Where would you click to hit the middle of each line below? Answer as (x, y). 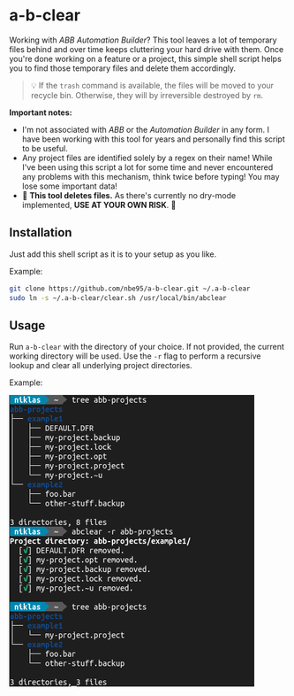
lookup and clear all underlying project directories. (101, 366)
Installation (41, 232)
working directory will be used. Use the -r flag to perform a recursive (135, 356)
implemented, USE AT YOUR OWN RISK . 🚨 (99, 205)
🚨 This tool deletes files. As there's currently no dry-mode (129, 195)
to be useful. (45, 148)
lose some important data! (69, 186)
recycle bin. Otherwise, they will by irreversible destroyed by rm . (147, 95)
